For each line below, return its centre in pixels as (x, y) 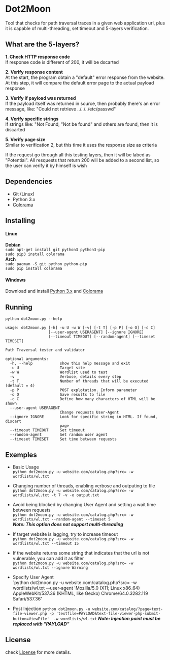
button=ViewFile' (31, 619)
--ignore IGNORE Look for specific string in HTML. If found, (84, 417)
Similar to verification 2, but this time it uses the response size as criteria (81, 145)
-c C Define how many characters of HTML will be (83, 399)
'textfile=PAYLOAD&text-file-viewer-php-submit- (108, 613)
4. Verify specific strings (32, 119)
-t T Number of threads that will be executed (79, 381)
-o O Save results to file (58, 395)
